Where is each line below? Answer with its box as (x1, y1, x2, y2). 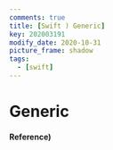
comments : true (9, 12, 66, 22)
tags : (9, 54, 29, 63)
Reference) (9, 131, 52, 142)
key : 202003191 (9, 29, 66, 38)
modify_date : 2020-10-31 (9, 37, 101, 47)
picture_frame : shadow (9, 46, 93, 55)
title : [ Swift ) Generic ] (9, 21, 105, 30)
